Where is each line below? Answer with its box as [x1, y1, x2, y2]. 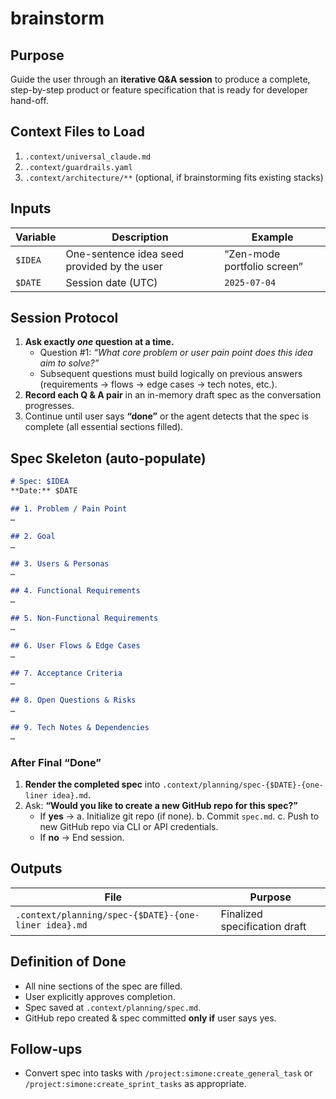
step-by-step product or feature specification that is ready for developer [10, 84, 309, 96]
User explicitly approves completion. [24, 990, 176, 1002]
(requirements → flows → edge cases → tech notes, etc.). [39, 378, 278, 391]
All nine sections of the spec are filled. [24, 980, 183, 992]
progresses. [24, 400, 75, 412]
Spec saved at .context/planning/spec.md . [24, 1001, 202, 1013]
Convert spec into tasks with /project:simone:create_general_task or [24, 1067, 313, 1079]
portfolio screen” [224, 259, 303, 273]
